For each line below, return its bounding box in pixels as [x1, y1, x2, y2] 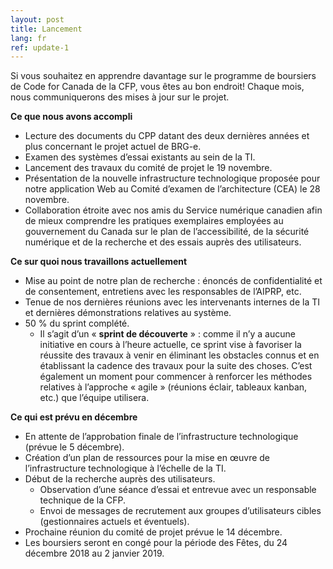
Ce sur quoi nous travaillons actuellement [10, 256, 188, 268]
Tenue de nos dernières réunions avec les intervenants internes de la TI [24, 296, 321, 308]
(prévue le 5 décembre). [24, 441, 125, 453]
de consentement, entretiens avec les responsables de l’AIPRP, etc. [24, 286, 302, 298]
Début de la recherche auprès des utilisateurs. [24, 473, 216, 485]
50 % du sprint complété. [24, 317, 130, 330]
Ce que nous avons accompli [10, 111, 133, 123]
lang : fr [10, 33, 47, 43]
